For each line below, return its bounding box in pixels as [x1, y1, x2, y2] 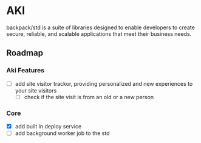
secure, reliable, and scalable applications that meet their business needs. [6, 30, 192, 37]
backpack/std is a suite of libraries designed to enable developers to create [6, 24, 196, 31]
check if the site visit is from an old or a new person [24, 93, 154, 100]
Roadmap [6, 48, 44, 58]
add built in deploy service [15, 123, 82, 130]
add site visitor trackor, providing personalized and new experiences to [15, 80, 193, 87]
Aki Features [6, 66, 44, 75]
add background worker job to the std [15, 130, 111, 137]
